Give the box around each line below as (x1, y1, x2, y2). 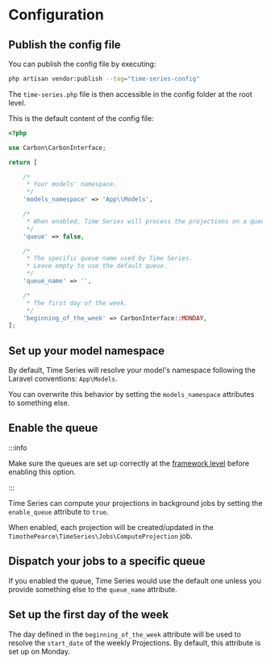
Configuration (8, 6, 105, 24)
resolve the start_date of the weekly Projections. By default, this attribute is (8, 637, 261, 647)
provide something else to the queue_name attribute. (8, 584, 177, 594)
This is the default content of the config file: (8, 113, 155, 123)
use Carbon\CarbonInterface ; (8, 144, 106, 152)
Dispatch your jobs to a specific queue (8, 554, 206, 568)
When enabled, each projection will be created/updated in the (8, 522, 214, 532)
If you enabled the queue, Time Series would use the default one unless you (8, 575, 261, 586)
